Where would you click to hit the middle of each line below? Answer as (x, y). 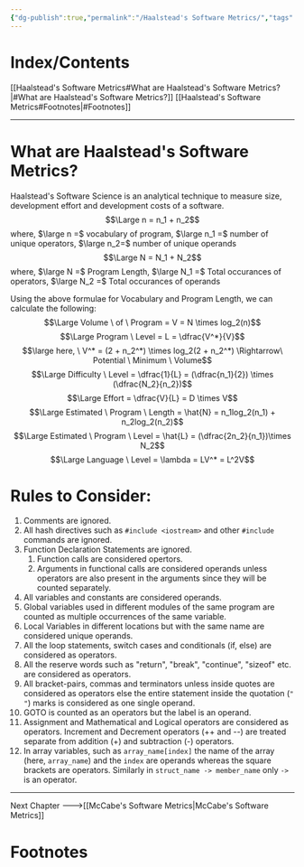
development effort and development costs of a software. (117, 205)
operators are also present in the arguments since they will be (152, 578)
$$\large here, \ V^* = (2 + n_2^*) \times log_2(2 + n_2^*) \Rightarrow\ (152, 350)
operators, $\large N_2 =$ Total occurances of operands (115, 281)
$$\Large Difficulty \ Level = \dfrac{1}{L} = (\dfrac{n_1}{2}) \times (152, 374)
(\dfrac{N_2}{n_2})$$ (152, 384)
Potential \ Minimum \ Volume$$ (152, 360)
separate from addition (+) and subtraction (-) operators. (129, 741)
